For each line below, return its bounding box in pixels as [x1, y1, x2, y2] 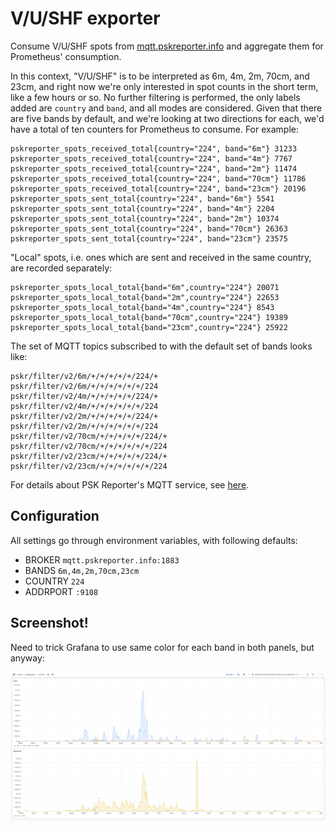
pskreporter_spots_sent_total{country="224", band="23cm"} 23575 [10, 233, 288, 244]
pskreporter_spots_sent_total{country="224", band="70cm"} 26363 [10, 223, 288, 234]
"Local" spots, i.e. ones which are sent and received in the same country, [10, 251, 312, 263]
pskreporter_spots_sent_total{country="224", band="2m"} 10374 [10, 213, 280, 224]
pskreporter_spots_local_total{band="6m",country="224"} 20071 [10, 282, 280, 292]
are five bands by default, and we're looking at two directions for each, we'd [10, 112, 325, 124]
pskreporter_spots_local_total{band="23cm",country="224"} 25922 [10, 322, 288, 332]
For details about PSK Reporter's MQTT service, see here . [10, 478, 250, 491]
